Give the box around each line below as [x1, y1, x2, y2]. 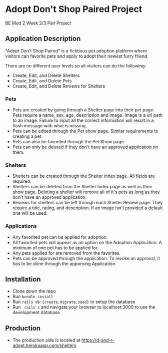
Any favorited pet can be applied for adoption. [12, 234, 107, 240]
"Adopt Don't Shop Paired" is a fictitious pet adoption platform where [5, 47, 147, 53]
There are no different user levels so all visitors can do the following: [5, 62, 146, 68]
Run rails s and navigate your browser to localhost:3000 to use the [12, 304, 156, 310]
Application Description [5, 34, 81, 43]
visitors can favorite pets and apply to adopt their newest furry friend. [5, 53, 149, 59]
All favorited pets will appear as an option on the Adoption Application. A [12, 239, 162, 245]
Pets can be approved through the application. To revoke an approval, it [12, 255, 160, 261]
